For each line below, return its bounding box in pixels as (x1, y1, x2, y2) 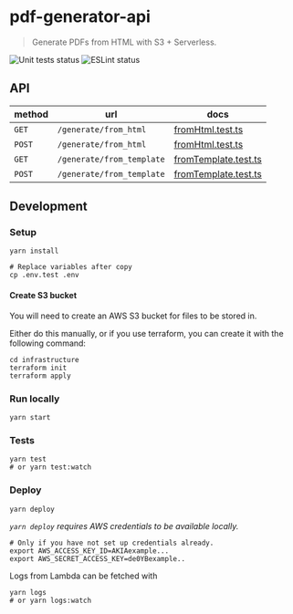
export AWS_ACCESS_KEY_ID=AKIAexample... (9, 546, 170, 556)
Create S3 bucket (9, 290, 78, 301)
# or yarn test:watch (9, 463, 92, 472)
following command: (9, 338, 87, 349)
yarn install (9, 246, 59, 256)
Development (9, 199, 89, 214)
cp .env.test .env (9, 271, 79, 280)
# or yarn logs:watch (9, 596, 92, 605)
